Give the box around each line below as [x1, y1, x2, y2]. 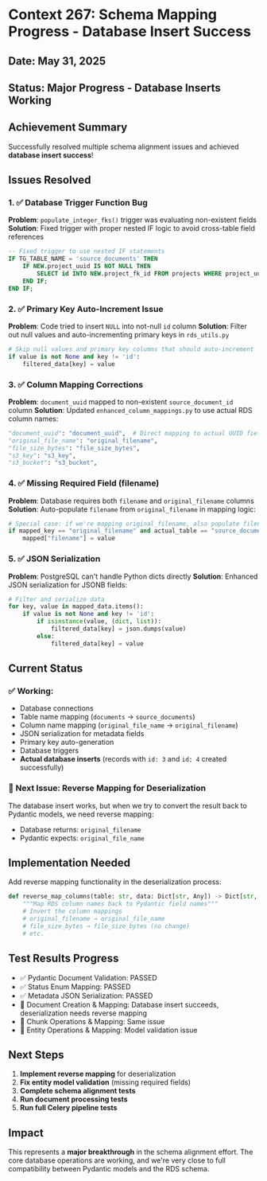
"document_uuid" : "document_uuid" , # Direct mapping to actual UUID [8, 429, 244, 437]
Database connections [19, 704, 94, 713]
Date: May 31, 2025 [8, 54, 106, 68]
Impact [8, 1126, 44, 1140]
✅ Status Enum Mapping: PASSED [19, 981, 131, 992]
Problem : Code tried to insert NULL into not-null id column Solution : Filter [8, 322, 248, 331]
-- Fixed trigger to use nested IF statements [8, 248, 165, 255]
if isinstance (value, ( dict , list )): [37, 618, 161, 626]
